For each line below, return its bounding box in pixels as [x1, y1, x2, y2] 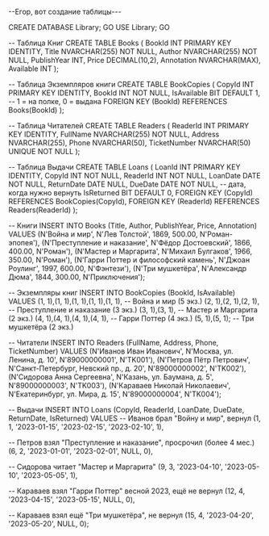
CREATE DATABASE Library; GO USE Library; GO [8, 23, 171, 31]
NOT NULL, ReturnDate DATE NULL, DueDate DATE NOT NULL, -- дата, [8, 179, 246, 189]
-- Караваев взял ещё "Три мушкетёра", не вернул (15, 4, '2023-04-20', [8, 510, 255, 520]
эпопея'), [8, 238, 40, 247]
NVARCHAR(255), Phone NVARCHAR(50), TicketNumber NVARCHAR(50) [8, 138, 251, 148]
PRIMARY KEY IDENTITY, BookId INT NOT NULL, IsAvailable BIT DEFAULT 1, [8, 88, 260, 98]
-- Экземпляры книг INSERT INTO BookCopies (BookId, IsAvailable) [8, 288, 236, 297]
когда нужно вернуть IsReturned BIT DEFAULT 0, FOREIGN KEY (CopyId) [8, 188, 254, 197]
